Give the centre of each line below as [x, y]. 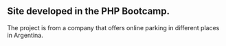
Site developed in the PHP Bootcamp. [89, 11]
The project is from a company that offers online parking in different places [113, 27]
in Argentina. [25, 35]
